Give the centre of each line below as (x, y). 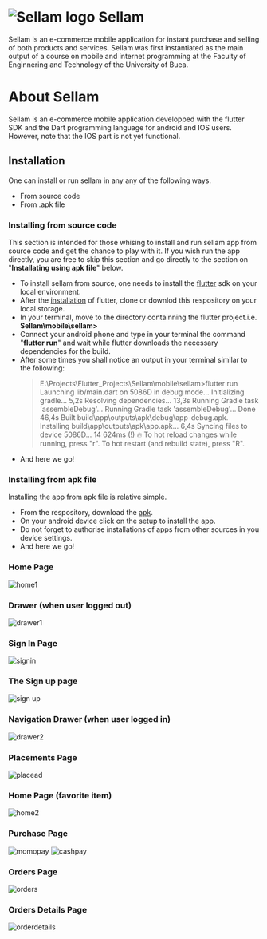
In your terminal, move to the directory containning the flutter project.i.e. (138, 317)
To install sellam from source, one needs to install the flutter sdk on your (138, 283)
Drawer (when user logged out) (70, 605)
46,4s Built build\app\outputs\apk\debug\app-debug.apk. (134, 417)
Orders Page (33, 872)
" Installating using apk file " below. (66, 267)
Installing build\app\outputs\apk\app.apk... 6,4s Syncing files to (143, 426)
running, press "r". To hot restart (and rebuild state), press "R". (142, 443)
